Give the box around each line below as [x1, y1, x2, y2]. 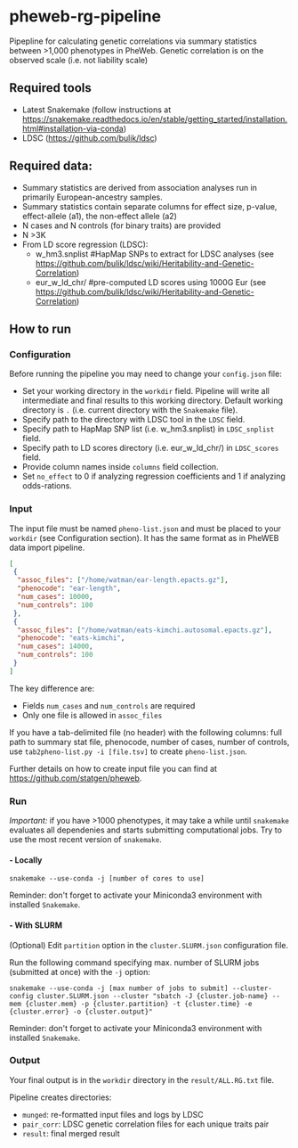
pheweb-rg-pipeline [9, 6, 162, 27]
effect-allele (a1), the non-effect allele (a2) [21, 210, 178, 221]
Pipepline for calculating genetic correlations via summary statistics [9, 36, 258, 46]
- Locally [9, 854, 43, 865]
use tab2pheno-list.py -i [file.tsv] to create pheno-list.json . [9, 746, 247, 757]
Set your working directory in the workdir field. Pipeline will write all [21, 386, 270, 397]
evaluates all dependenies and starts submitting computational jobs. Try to [9, 824, 283, 835]
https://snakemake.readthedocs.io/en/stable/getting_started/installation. [21, 113, 287, 124]
